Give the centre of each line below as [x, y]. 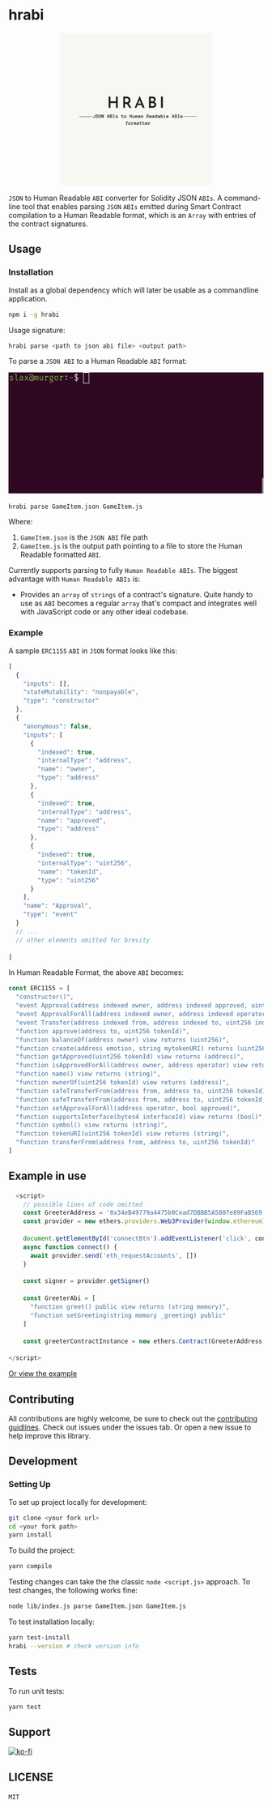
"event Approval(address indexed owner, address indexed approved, [132, 1006]
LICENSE [31, 1777]
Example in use [47, 1176]
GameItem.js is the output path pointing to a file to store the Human [131, 546]
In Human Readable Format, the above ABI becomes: [96, 972]
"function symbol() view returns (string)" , [92, 1125]
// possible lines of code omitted [83, 1204]
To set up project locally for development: [78, 1502]
